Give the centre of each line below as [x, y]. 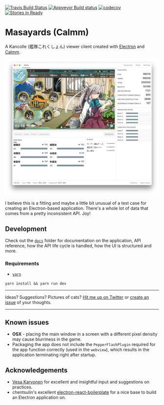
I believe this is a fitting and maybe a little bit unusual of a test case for [76, 203]
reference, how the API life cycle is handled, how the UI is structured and [78, 246]
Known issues [27, 322]
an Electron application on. [39, 398]
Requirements [22, 264]
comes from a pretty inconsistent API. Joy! [48, 213]
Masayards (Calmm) [47, 32]
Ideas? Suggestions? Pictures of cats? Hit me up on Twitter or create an [77, 297]
